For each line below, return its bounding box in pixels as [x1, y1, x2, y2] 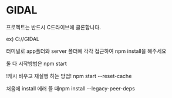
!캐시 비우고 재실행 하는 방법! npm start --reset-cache [6, 72, 132, 79]
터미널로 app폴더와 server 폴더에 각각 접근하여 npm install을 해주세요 [6, 48, 167, 55]
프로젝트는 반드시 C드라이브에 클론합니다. [6, 23, 101, 31]
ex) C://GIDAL [6, 35, 40, 42]
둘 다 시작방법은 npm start [6, 60, 67, 67]
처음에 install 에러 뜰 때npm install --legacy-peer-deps [6, 85, 135, 92]
